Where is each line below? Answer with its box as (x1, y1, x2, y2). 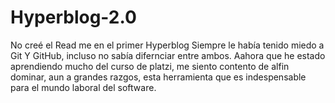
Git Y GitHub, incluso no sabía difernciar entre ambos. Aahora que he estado (10, 49, 326, 61)
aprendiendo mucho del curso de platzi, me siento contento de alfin (10, 60, 290, 72)
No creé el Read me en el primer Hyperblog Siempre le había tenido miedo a (10, 39, 325, 51)
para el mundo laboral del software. (10, 81, 157, 93)
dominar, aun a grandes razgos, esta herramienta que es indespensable (10, 71, 307, 83)
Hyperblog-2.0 (10, 6, 137, 29)
